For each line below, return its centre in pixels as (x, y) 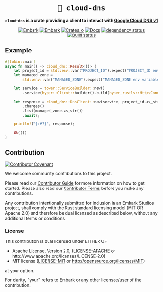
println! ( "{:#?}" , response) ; (44, 124)
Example (18, 50)
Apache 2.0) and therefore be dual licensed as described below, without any (81, 213)
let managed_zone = (33, 75)
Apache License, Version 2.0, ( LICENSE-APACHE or (64, 251)
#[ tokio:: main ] (20, 62)
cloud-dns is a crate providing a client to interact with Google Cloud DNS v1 (81, 20)
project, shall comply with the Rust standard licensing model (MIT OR (74, 208)
